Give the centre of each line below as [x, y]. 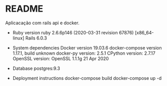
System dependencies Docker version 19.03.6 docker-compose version [87, 48]
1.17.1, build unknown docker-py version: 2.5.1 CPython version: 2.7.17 [84, 53]
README [24, 9]
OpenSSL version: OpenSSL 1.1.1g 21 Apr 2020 [60, 58]
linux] [18, 38]
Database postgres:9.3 [36, 68]
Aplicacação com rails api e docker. [42, 23]
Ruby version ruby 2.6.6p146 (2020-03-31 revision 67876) [73, 32]
